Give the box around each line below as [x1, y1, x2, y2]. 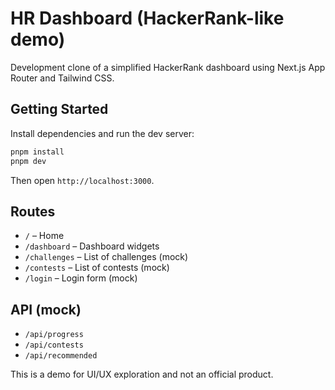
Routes [10, 203, 56, 220]
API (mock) [10, 301, 82, 318]
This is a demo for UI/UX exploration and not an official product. [10, 368, 274, 381]
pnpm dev [10, 156, 47, 166]
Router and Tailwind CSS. [10, 72, 115, 84]
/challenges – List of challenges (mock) [24, 251, 189, 263]
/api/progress [24, 330, 84, 340]
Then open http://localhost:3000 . [10, 174, 155, 186]
